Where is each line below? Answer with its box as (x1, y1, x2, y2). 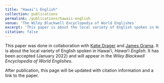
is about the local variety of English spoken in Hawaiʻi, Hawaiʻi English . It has (5, 48, 159, 54)
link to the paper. (5, 73, 39, 78)
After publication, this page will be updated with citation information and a (5, 68, 154, 73)
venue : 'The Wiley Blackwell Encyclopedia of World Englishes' (5, 20, 137, 26)
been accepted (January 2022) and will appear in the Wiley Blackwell (5, 53, 145, 58)
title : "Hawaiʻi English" (5, 7, 58, 12)
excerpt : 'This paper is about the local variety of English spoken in (5, 25, 154, 30)
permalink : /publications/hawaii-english (5, 16, 91, 21)
